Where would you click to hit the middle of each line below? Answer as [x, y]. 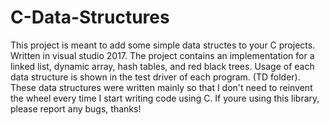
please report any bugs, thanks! [76, 108]
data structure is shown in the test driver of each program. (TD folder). [155, 77]
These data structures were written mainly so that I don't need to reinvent [161, 87]
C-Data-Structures [90, 17]
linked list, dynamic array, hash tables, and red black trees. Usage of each [162, 66]
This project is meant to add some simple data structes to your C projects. [163, 45]
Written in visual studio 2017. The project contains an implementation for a [162, 55]
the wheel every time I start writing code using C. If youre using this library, [165, 98]
